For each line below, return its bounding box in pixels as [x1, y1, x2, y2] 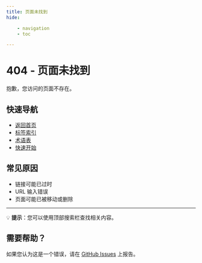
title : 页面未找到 [6, 8, 48, 15]
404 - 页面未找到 [6, 64, 91, 78]
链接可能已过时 [14, 180, 52, 187]
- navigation [17, 25, 50, 31]
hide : [6, 14, 20, 20]
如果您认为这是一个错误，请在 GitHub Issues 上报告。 [6, 250, 139, 258]
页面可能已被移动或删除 [14, 195, 73, 202]
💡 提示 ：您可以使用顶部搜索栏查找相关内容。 [6, 214, 117, 221]
